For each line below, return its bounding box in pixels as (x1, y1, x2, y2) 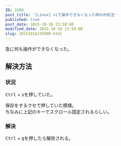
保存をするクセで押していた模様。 (5, 102, 77, 108)
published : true (5, 17, 40, 22)
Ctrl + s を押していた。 (5, 91, 55, 98)
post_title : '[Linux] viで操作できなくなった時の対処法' (5, 12, 117, 17)
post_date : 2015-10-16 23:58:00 (5, 21, 74, 27)
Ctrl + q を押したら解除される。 (5, 135, 74, 141)
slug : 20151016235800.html (5, 31, 63, 36)
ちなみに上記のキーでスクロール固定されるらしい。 (5, 108, 112, 115)
